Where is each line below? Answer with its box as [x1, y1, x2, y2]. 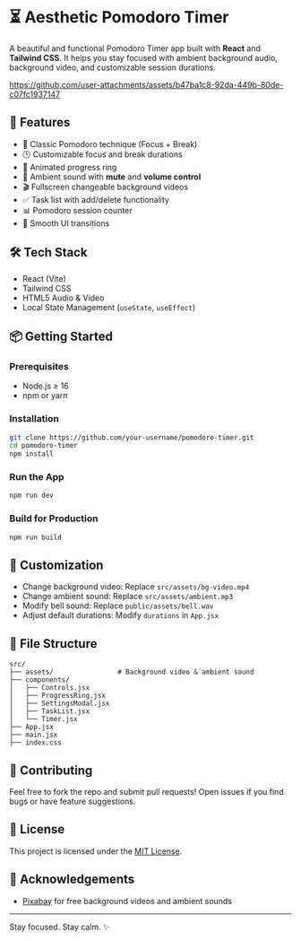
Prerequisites [9, 360, 69, 372]
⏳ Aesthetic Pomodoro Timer [9, 7, 230, 28]
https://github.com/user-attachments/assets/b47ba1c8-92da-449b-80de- [9, 79, 284, 90]
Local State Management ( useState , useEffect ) [21, 301, 195, 312]
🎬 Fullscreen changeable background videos [21, 181, 189, 192]
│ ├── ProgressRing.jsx [9, 692, 106, 701]
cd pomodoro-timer [9, 441, 78, 450]
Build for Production [9, 512, 99, 525]
